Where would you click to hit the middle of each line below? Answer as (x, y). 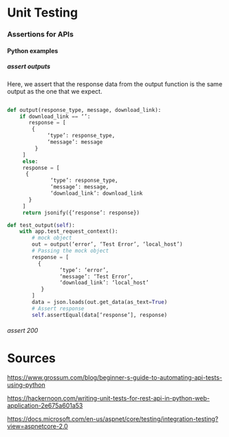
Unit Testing (43, 13)
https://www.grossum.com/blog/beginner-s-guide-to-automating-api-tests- (115, 378)
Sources (32, 359)
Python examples (33, 50)
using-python (26, 385)
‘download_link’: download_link (97, 194)
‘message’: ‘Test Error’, (97, 276)
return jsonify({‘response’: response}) (81, 213)
